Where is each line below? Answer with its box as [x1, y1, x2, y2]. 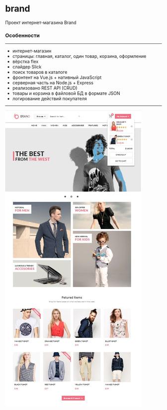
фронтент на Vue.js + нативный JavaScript [12, 74, 102, 80]
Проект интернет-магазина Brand [5, 19, 77, 25]
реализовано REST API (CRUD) [12, 85, 78, 91]
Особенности [5, 32, 40, 39]
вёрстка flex [12, 58, 39, 65]
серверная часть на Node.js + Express [12, 80, 93, 86]
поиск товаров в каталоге [12, 69, 68, 75]
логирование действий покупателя [12, 96, 87, 102]
